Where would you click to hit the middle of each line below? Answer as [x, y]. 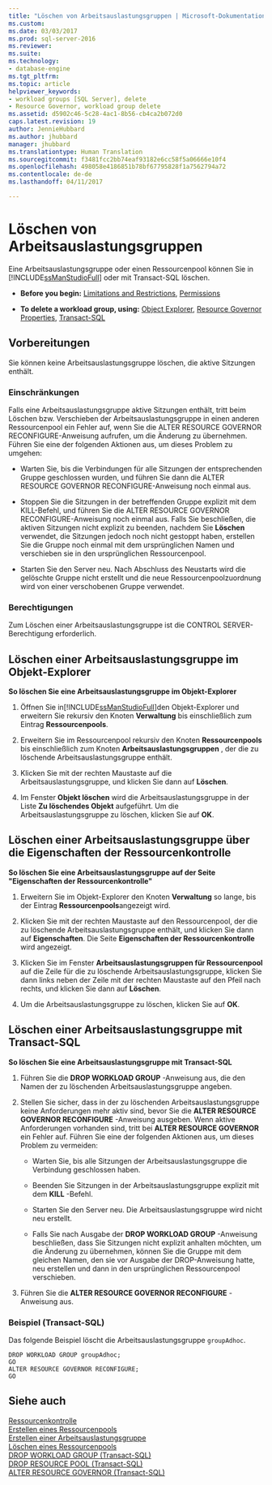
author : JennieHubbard [47, 129]
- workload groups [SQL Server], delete [78, 99]
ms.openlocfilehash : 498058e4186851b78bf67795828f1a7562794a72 [117, 167]
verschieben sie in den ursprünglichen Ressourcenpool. [113, 553]
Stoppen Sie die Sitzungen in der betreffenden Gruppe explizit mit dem [138, 501]
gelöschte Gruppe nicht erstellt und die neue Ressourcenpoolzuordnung [140, 578]
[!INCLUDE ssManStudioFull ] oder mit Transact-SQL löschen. [109, 278]
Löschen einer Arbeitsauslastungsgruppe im [123, 659]
